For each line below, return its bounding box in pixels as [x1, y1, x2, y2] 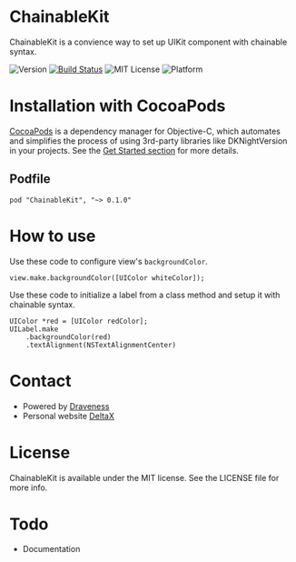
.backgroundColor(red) [25, 332, 112, 342]
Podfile [9, 171, 51, 187]
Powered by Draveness [22, 400, 110, 411]
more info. [9, 482, 48, 493]
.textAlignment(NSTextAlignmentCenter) [25, 340, 177, 349]
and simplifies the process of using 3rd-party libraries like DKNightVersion [9, 135, 288, 146]
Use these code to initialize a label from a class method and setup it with [9, 289, 281, 300]
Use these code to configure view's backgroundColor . [9, 256, 209, 266]
